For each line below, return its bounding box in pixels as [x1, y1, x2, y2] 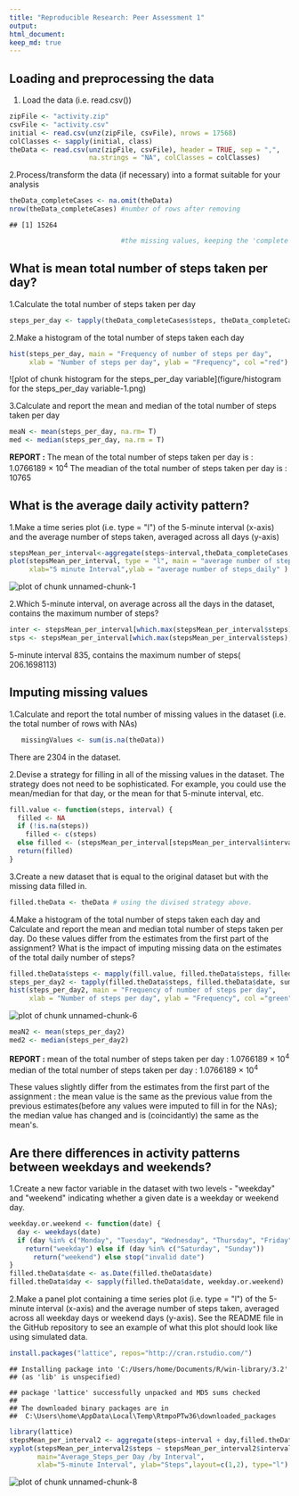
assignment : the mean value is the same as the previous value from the [9, 1091, 273, 1102]
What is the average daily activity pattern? [9, 498, 250, 513]
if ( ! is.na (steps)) [17, 822, 90, 831]
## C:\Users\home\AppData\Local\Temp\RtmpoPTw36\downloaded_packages [9, 1411, 277, 1420]
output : [9, 21, 38, 30]
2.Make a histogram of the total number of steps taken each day [9, 332, 245, 343]
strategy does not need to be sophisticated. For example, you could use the [9, 778, 287, 789]
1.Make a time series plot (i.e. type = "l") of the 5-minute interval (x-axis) [9, 521, 275, 532]
